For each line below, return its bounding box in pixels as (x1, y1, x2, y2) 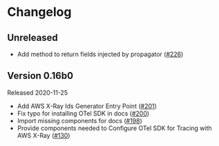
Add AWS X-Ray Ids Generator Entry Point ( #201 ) (17, 102, 158, 110)
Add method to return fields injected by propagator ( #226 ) (17, 50, 184, 58)
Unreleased (7, 32, 59, 44)
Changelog (7, 4, 72, 20)
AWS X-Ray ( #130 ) (17, 131, 70, 139)
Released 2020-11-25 (7, 88, 68, 97)
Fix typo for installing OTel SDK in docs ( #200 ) (17, 109, 150, 118)
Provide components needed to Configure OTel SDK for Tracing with (17, 124, 212, 132)
